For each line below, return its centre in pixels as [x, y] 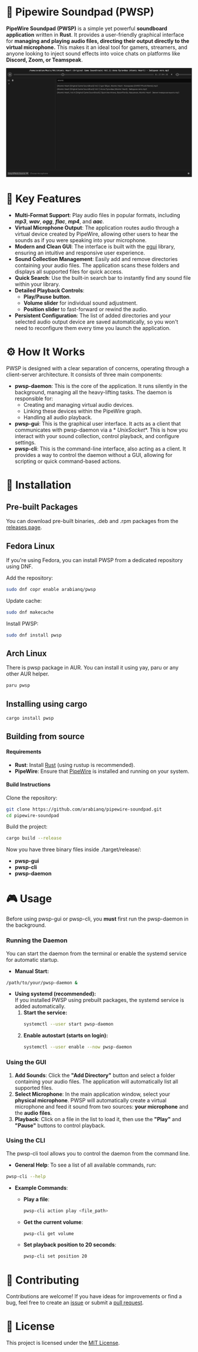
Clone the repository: [32, 798]
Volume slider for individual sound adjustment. [80, 303]
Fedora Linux [30, 546]
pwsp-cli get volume [49, 1233]
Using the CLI [26, 1141]
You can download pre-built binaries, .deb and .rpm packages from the [92, 521]
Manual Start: [32, 971]
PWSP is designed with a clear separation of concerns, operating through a [98, 368]
